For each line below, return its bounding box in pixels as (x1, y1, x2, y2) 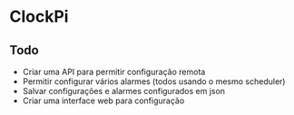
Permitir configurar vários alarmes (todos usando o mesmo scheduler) (22, 76, 286, 87)
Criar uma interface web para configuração (22, 95, 185, 106)
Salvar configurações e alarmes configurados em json (22, 86, 225, 96)
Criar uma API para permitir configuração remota (22, 66, 206, 77)
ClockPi (9, 6, 69, 27)
